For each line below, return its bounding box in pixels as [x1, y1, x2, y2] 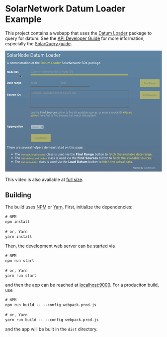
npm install [5, 219, 30, 224]
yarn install [5, 234, 32, 239]
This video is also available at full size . [5, 176, 83, 182]
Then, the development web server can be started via [5, 243, 115, 249]
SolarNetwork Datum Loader [5, 3, 126, 14]
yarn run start [5, 273, 37, 278]
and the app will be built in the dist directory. [5, 326, 98, 332]
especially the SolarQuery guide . [5, 40, 72, 46]
